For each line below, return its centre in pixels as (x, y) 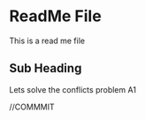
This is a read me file (47, 41)
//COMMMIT (32, 107)
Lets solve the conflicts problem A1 (73, 89)
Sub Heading (46, 68)
